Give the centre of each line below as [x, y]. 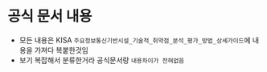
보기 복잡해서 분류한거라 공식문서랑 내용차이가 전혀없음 [102, 60]
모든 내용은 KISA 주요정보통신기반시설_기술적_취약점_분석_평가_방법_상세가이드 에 [135, 40]
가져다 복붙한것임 [62, 50]
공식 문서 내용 [50, 16]
